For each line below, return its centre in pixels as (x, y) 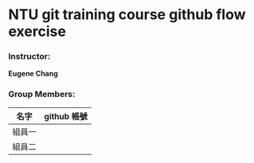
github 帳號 (66, 116)
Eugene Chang (33, 74)
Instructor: (29, 56)
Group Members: (42, 95)
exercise (37, 31)
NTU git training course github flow (127, 15)
